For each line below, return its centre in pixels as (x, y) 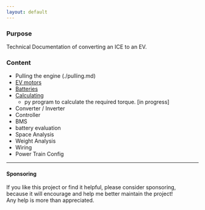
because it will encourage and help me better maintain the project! (90, 194)
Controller (28, 115)
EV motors (28, 83)
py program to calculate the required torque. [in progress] (97, 102)
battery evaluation (38, 128)
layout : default (27, 12)
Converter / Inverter (40, 108)
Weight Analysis (35, 141)
